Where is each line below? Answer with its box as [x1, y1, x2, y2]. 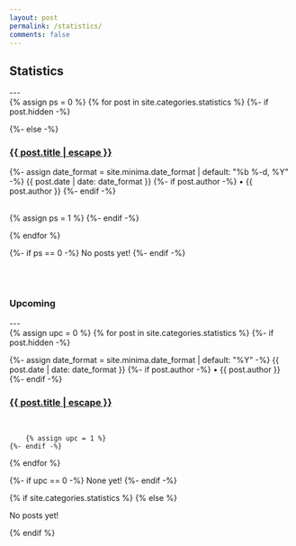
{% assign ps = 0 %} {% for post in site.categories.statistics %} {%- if [9, 96, 269, 108]
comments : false [9, 30, 70, 39]
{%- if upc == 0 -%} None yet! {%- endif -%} [9, 475, 178, 487]
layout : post [9, 13, 58, 23]
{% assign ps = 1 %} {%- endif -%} [9, 213, 139, 223]
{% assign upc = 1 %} [25, 434, 106, 443]
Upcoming [9, 297, 56, 310]
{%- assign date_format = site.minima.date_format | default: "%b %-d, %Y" [9, 167, 290, 177]
